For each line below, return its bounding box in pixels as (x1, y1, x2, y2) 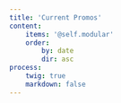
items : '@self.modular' (25, 30, 115, 39)
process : (9, 64, 42, 73)
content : (9, 21, 42, 30)
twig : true (25, 72, 66, 81)
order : (25, 38, 50, 47)
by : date (41, 47, 74, 56)
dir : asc (41, 55, 74, 64)
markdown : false (25, 80, 87, 89)
